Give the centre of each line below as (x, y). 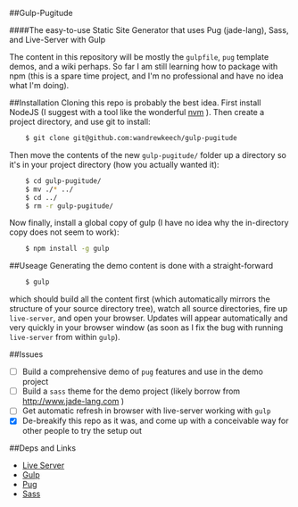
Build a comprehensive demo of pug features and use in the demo (142, 372)
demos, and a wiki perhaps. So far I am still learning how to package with (144, 66)
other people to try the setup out (82, 431)
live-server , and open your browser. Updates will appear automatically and (149, 318)
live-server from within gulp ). (65, 337)
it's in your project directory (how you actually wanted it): (115, 164)
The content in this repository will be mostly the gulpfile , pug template (139, 57)
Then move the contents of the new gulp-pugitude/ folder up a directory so (148, 154)
